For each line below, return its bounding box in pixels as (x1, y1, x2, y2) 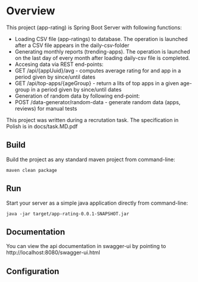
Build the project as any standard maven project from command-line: (6, 156, 175, 163)
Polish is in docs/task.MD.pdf (6, 123, 78, 130)
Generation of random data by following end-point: (14, 92, 140, 99)
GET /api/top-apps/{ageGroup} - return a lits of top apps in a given (14, 79, 179, 87)
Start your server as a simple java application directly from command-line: (6, 199, 188, 206)
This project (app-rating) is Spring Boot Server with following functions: (6, 24, 182, 31)
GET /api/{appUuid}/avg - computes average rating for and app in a (14, 67, 181, 74)
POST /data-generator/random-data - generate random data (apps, (14, 98, 181, 105)
